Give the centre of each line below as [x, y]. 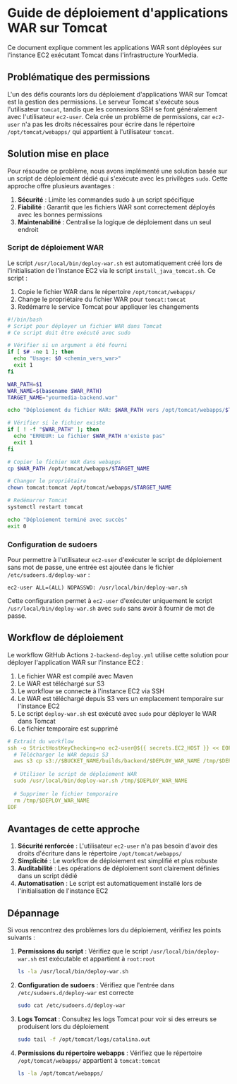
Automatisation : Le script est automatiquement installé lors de [110, 884]
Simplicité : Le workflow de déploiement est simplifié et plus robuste [117, 861]
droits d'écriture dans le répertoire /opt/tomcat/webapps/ [99, 853]
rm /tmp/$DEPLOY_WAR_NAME [52, 800]
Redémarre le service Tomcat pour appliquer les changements [108, 306]
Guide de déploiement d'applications [118, 13]
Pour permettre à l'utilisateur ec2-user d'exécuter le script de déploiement [115, 560]
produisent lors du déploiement [63, 1026]
